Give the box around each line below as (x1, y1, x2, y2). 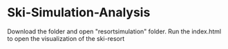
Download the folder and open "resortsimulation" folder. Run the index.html (7, 27, 222, 35)
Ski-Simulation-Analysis (7, 5, 151, 20)
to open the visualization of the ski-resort (7, 34, 125, 42)
